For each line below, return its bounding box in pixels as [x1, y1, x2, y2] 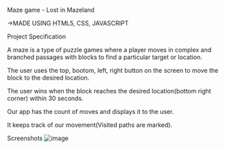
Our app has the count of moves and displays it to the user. [7, 108, 174, 115]
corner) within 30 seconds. [7, 94, 84, 102]
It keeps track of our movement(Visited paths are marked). [7, 121, 173, 129]
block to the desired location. [7, 73, 90, 82]
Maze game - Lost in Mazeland [7, 6, 95, 14]
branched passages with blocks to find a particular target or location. [7, 53, 202, 61]
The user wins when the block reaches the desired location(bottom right [7, 87, 211, 95]
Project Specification [7, 32, 67, 41]
